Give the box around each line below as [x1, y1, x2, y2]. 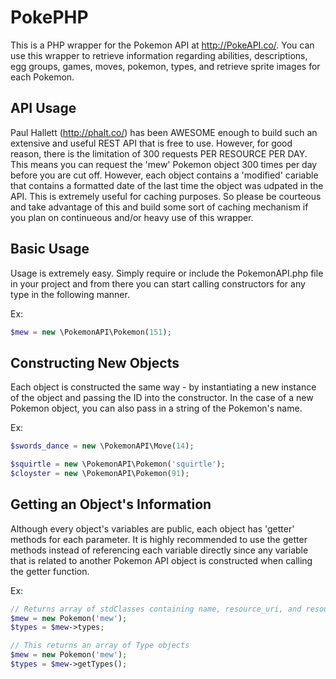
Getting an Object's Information [10, 496, 212, 513]
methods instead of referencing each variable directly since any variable [10, 544, 309, 556]
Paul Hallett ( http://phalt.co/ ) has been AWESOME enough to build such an [10, 126, 318, 138]
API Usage [10, 100, 77, 117]
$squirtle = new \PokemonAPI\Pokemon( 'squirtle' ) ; [10, 459, 226, 470]
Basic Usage [10, 241, 90, 258]
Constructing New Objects [10, 354, 180, 371]
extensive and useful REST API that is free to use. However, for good [10, 137, 293, 149]
